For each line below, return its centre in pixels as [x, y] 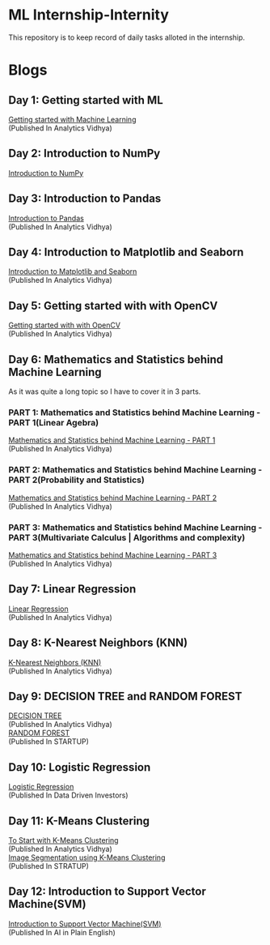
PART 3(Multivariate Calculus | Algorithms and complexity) [127, 537]
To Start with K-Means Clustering [63, 840]
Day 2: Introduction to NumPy [84, 154]
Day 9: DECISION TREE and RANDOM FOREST [125, 696]
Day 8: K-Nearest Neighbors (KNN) [98, 643]
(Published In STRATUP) [49, 866]
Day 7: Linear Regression [72, 589]
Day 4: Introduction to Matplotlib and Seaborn [126, 252]
